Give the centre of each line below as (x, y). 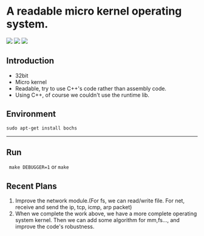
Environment (31, 114)
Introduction (30, 61)
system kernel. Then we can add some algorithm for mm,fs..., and (97, 220)
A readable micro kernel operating (94, 11)
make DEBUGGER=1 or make (39, 167)
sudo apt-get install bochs (42, 128)
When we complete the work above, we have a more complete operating (106, 213)
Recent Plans (32, 186)
